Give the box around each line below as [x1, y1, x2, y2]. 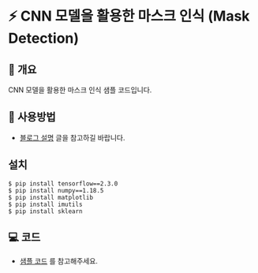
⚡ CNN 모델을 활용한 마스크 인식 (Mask [8, 7, 250, 25]
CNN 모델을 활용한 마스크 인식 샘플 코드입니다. [8, 85, 152, 95]
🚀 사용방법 [8, 110, 57, 124]
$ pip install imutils [8, 200, 83, 208]
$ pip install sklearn [8, 207, 83, 215]
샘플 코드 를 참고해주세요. [19, 256, 99, 266]
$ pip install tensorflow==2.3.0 [8, 179, 118, 188]
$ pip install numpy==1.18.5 [8, 186, 104, 194]
